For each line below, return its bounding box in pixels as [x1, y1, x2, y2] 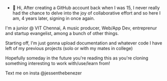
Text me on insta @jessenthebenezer [5, 70, 82, 76]
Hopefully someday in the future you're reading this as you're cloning [5, 55, 149, 61]
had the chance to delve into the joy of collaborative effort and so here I [12, 10, 161, 16]
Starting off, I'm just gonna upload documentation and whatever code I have [5, 40, 162, 46]
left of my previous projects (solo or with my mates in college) [5, 45, 133, 51]
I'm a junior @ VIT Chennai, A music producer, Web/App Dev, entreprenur [5, 25, 157, 31]
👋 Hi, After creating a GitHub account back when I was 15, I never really [12, 5, 160, 10]
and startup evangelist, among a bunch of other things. [5, 30, 119, 36]
